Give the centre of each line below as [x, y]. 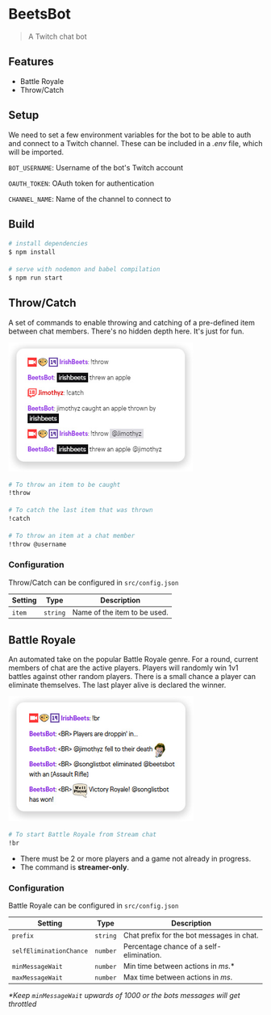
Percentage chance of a [163, 946]
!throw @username [38, 544]
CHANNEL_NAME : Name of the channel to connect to [90, 199]
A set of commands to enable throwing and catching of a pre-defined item [132, 322]
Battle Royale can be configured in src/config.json [94, 905]
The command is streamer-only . [74, 867]
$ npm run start [35, 278]
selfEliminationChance [50, 951]
